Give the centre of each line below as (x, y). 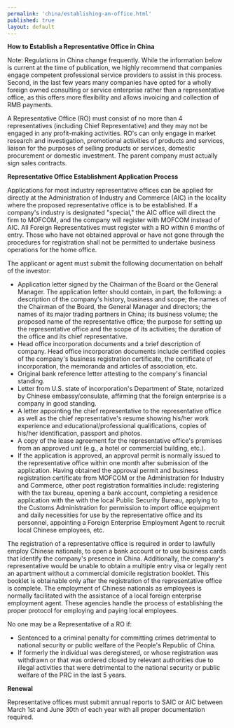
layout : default (31, 27)
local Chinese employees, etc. (61, 530)
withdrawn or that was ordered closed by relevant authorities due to (115, 660)
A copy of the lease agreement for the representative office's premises (120, 441)
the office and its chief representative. (73, 336)
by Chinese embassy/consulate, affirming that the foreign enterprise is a (122, 396)
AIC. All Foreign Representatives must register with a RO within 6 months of (116, 228)
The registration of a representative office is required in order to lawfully (111, 544)
